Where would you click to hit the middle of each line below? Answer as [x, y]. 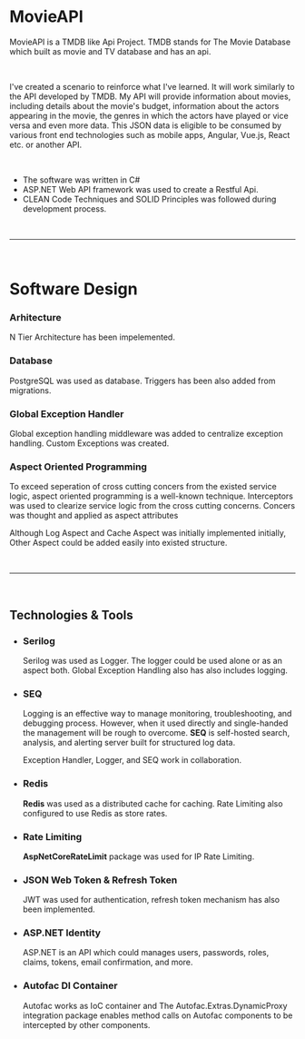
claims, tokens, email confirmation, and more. [108, 962]
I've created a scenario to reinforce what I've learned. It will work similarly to [152, 86]
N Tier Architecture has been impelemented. [92, 337]
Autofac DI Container [70, 985]
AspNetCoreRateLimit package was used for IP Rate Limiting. [138, 856]
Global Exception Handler [67, 413]
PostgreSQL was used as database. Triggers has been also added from [143, 381]
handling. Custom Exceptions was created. [89, 443]
